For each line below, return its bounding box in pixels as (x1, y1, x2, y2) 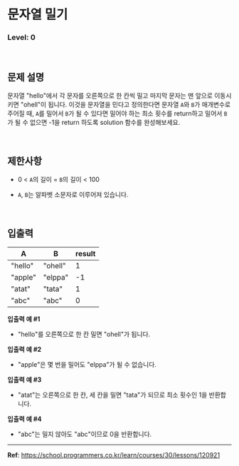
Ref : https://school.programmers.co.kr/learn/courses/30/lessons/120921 (7, 450, 221, 459)
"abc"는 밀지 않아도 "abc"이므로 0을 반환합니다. (17, 430, 152, 438)
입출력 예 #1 (7, 315, 41, 323)
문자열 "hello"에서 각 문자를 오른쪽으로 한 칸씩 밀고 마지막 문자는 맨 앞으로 (7, 91, 213, 100)
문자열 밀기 (7, 6, 68, 23)
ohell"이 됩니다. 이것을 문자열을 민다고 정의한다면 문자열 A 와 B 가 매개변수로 (23, 101, 231, 109)
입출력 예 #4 (7, 415, 42, 423)
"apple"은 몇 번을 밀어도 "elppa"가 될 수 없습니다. (17, 360, 156, 368)
